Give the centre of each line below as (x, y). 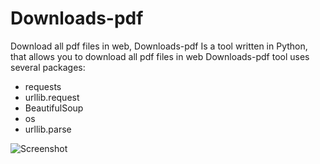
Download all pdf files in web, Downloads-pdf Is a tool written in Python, (159, 46)
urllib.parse (48, 129)
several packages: (48, 67)
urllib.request (52, 97)
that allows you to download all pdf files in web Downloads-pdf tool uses (160, 56)
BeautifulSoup (54, 108)
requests (43, 86)
